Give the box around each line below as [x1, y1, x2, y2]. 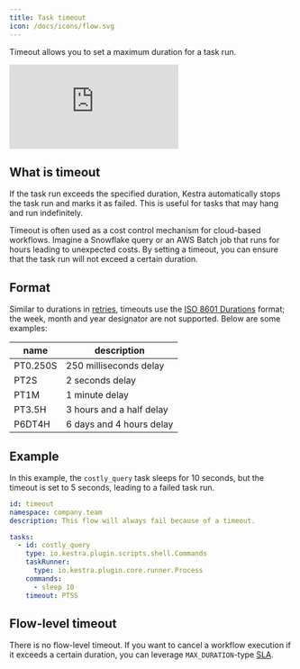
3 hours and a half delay [66, 403, 168, 416]
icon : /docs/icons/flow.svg [9, 22, 115, 31]
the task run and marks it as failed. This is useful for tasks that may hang [9, 198, 279, 209]
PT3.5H [14, 403, 47, 416]
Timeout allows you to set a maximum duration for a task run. [9, 46, 237, 57]
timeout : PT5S [25, 591, 78, 600]
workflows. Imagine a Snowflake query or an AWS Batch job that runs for [9, 235, 280, 246]
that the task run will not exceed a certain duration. [9, 254, 198, 265]
